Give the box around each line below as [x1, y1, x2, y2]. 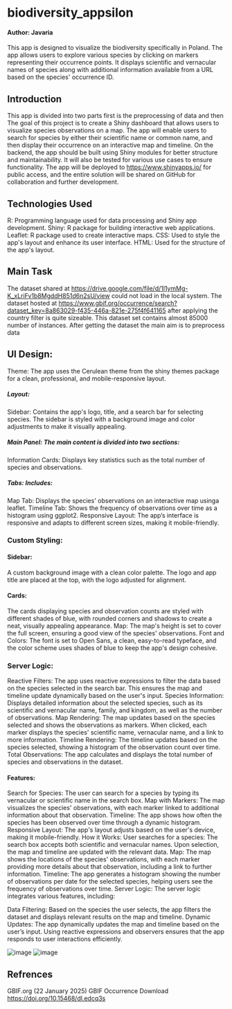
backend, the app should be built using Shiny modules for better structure [7, 148, 218, 157]
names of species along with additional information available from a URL [7, 66, 213, 74]
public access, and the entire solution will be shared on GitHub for [7, 170, 196, 179]
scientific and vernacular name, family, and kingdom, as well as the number [7, 706, 223, 714]
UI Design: [7, 349, 53, 360]
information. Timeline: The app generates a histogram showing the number [7, 870, 221, 878]
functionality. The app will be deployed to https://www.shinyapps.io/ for [7, 163, 212, 171]
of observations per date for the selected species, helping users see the [7, 877, 213, 886]
